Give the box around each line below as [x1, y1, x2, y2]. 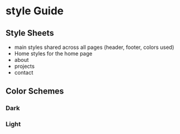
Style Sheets [5, 28, 54, 38]
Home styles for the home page [14, 50, 93, 57]
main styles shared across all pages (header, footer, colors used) [14, 43, 175, 51]
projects [14, 63, 35, 70]
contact [14, 69, 33, 76]
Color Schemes [5, 86, 64, 96]
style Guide [5, 4, 64, 18]
